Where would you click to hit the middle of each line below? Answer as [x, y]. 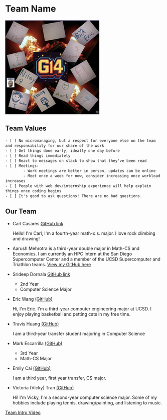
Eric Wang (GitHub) [32, 299]
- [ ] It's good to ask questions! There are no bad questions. [74, 196]
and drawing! [26, 238]
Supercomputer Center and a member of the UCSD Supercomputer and [86, 259]
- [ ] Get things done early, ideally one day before [63, 151]
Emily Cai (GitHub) [32, 368]
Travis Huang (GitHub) [36, 324]
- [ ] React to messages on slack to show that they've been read [76, 161]
